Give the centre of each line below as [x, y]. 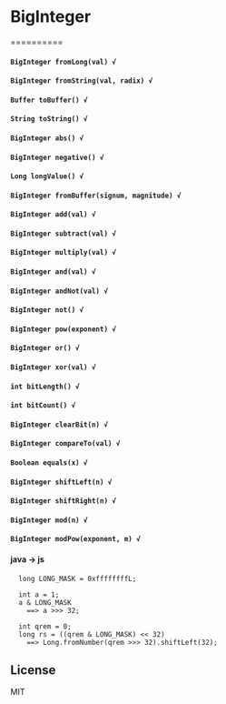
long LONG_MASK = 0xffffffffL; [78, 578]
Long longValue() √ [47, 176]
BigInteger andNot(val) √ [59, 291]
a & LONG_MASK [45, 602]
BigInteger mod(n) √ [49, 520]
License [33, 670]
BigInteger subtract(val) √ [64, 234]
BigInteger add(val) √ [53, 215]
